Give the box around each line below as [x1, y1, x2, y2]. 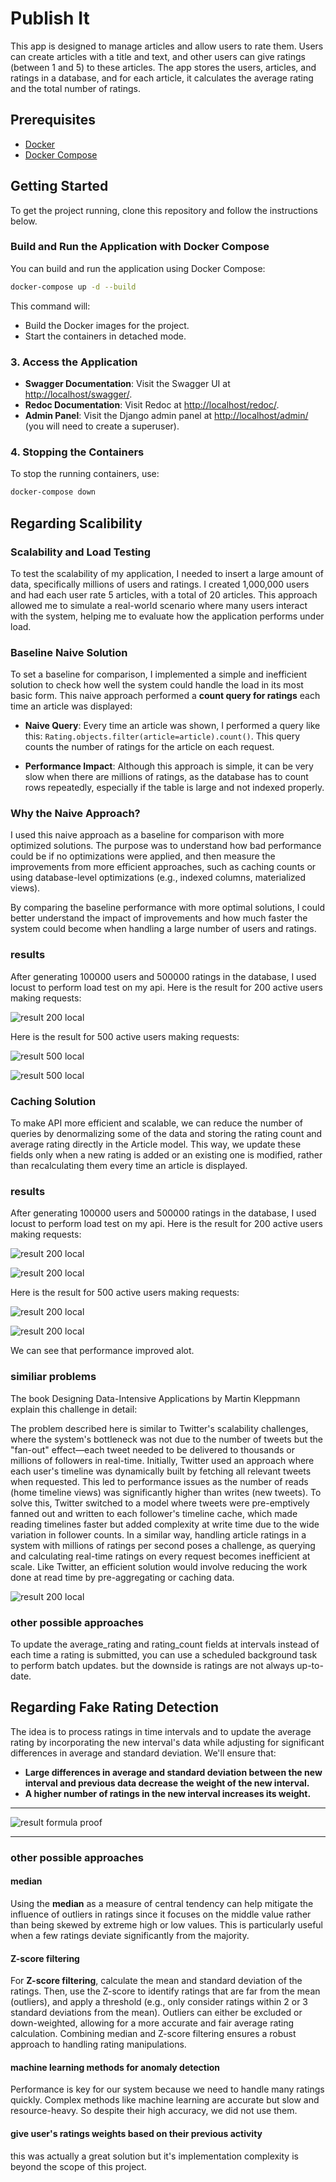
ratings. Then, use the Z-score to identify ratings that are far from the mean [10, 1985, 321, 1997]
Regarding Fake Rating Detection [10, 1699, 220, 1716]
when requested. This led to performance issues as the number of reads [10, 1475, 309, 1487]
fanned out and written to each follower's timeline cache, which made [10, 1507, 298, 1519]
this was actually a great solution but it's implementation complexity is [10, 2150, 299, 2162]
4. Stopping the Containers [10, 445, 145, 459]
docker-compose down [10, 487, 97, 497]
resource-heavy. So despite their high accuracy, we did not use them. [10, 2105, 298, 2117]
